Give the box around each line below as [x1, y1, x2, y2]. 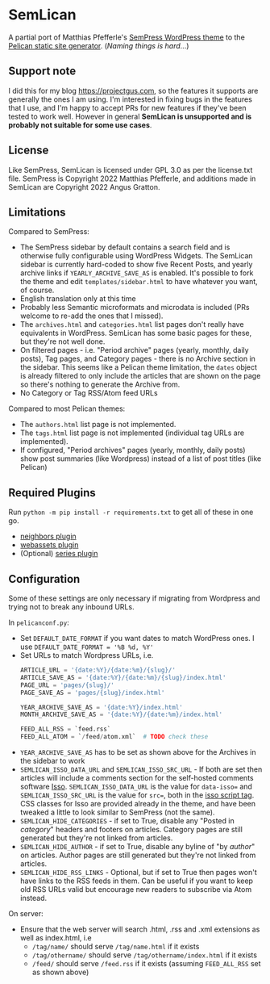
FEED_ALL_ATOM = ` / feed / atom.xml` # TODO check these [19, 733, 209, 741]
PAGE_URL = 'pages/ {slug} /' [19, 680, 114, 689]
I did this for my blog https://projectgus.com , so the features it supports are [8, 86, 259, 95]
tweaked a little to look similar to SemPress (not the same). [19, 807, 215, 817]
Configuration [8, 572, 81, 586]
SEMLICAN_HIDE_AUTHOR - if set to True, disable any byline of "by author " [19, 842, 255, 851]
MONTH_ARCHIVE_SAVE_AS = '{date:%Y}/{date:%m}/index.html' [19, 710, 223, 719]
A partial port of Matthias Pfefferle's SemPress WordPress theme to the [8, 32, 246, 42]
